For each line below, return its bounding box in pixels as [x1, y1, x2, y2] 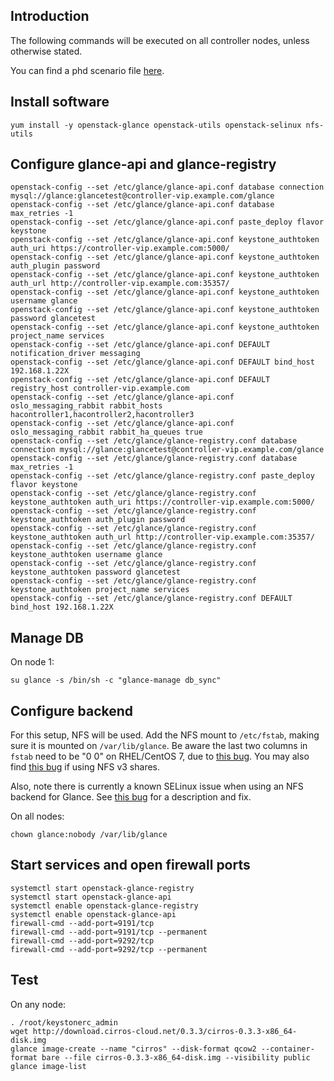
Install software [10, 94, 110, 111]
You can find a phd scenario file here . [10, 64, 165, 76]
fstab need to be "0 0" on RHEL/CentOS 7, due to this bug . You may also [10, 750, 310, 763]
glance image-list [10, 1061, 87, 1071]
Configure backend [10, 702, 134, 719]
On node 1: [10, 656, 55, 668]
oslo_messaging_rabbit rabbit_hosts [10, 401, 163, 411]
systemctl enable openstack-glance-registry [10, 900, 199, 911]
